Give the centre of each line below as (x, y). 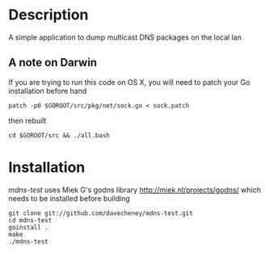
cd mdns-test (30, 220)
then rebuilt (27, 120)
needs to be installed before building (69, 198)
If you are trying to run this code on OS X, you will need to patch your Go (129, 82)
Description (48, 15)
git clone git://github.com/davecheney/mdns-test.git (101, 213)
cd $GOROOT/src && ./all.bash (59, 135)
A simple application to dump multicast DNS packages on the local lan (125, 37)
